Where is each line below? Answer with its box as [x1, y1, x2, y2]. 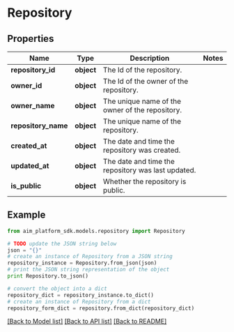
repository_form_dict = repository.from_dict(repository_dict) [7, 305, 195, 312]
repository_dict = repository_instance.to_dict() [7, 292, 155, 299]
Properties [7, 33, 54, 45]
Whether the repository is [103, 176, 187, 186]
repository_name [10, 121, 68, 130]
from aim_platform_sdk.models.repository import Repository [7, 227, 186, 234]
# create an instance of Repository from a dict [7, 298, 151, 305]
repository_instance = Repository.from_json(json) [7, 259, 157, 266]
